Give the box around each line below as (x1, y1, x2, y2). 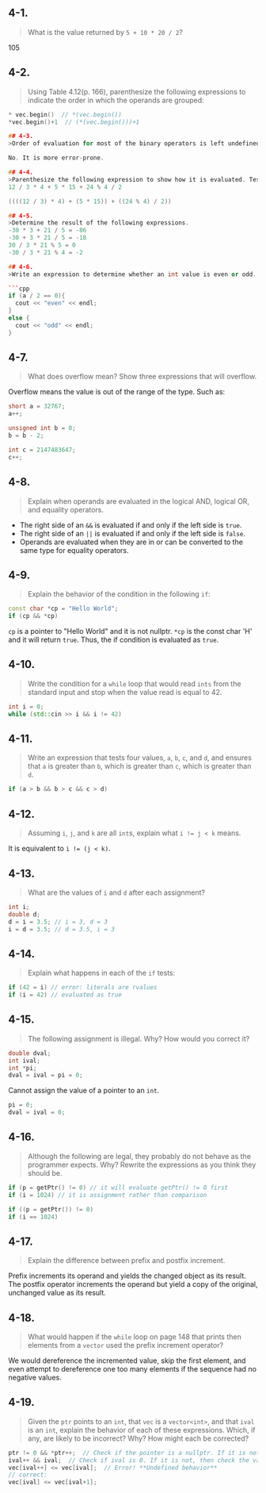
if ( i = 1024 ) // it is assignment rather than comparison (8, 1191, 207, 1199)
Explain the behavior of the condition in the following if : (27, 589, 211, 599)
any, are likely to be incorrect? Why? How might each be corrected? (27, 1434, 249, 1443)
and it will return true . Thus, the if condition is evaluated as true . (8, 635, 219, 645)
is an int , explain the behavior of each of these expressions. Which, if (27, 1425, 256, 1434)
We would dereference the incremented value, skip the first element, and (8, 1356, 246, 1365)
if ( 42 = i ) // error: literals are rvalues (8, 984, 158, 992)
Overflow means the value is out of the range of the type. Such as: (8, 387, 226, 397)
